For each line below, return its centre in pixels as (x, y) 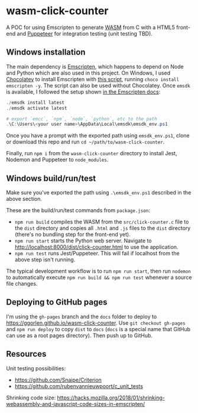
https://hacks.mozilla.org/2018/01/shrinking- (111, 398)
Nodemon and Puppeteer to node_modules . (57, 160)
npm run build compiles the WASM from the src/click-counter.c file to (102, 222)
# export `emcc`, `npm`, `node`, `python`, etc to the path (82, 119)
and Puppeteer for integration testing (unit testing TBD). (85, 33)
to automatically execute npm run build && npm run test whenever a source (99, 277)
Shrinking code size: (31, 398)
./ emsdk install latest (35, 103)
